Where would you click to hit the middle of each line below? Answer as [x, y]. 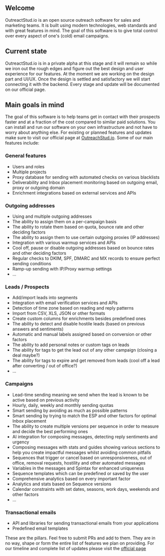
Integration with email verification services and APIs [65, 303]
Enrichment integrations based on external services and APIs [74, 193]
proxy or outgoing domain [38, 188]
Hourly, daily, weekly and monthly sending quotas [63, 405]
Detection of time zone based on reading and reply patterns [73, 308]
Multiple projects [29, 172]
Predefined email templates [40, 528]
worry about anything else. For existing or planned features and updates [78, 132]
